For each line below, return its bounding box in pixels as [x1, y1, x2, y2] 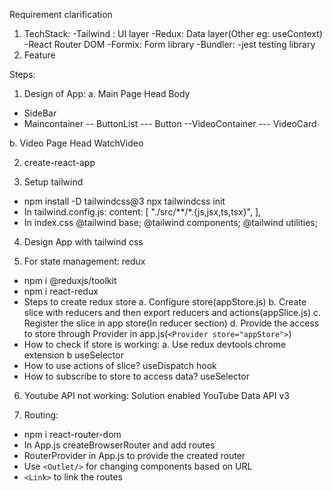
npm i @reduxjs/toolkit [23, 275, 117, 286]
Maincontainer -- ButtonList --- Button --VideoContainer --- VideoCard [23, 118, 317, 129]
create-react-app [23, 157, 96, 168]
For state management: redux [23, 255, 146, 267]
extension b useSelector [23, 349, 124, 361]
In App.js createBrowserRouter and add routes [23, 439, 216, 451]
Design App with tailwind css [23, 236, 144, 248]
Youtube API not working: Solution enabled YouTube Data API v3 [23, 390, 291, 401]
